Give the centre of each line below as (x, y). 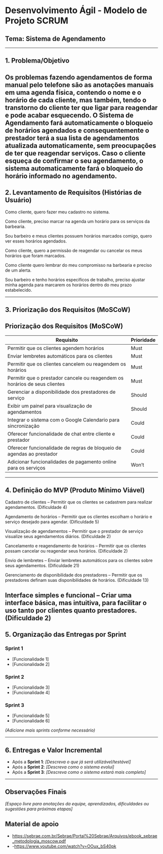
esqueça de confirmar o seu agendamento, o (74, 161)
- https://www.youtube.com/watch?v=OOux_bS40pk (64, 846)
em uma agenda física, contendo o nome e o (73, 92)
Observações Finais (36, 792)
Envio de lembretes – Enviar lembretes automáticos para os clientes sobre (79, 560)
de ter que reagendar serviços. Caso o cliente (75, 153)
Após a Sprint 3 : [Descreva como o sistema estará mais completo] (79, 772)
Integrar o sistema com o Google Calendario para (64, 419)
